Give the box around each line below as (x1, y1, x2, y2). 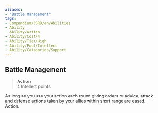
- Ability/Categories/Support (5, 48, 67, 52)
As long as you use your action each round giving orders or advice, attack (5, 93, 153, 99)
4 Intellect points (17, 83, 51, 90)
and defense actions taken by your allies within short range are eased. (5, 98, 146, 104)
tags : (5, 16, 16, 21)
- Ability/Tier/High (5, 39, 47, 44)
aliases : (5, 7, 23, 12)
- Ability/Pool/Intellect (5, 43, 57, 48)
